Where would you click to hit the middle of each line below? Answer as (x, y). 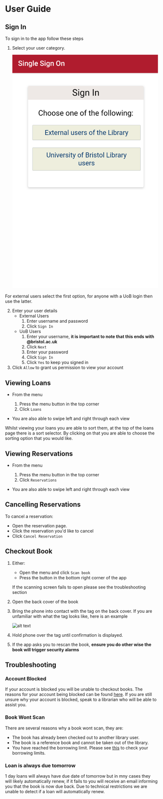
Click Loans (31, 409)
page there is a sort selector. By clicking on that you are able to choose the (80, 433)
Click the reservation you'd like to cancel (53, 531)
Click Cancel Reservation (37, 536)
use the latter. (19, 301)
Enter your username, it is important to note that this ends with (90, 337)
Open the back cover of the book (45, 602)
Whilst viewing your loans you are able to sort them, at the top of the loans (79, 428)
